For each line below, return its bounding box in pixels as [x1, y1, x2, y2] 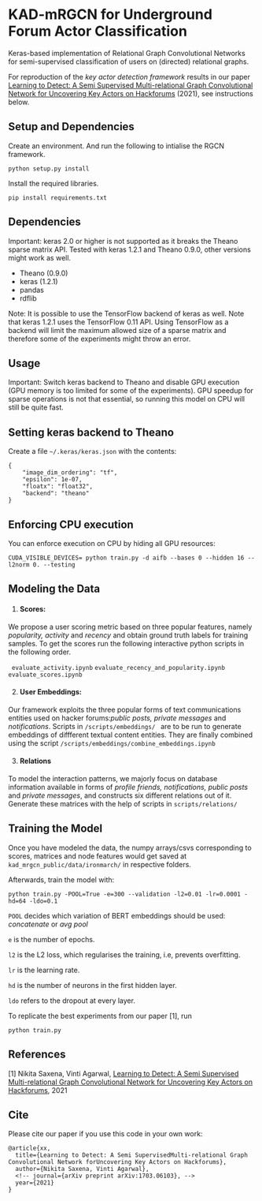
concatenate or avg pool [8, 919, 89, 929]
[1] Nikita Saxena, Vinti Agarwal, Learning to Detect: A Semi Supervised [8, 1068, 239, 1078]
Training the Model [8, 822, 103, 836]
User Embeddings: [19, 687, 83, 697]
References [8, 1048, 66, 1061]
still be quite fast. [8, 402, 65, 412]
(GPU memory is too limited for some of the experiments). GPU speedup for [8, 386, 254, 395]
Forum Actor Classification [8, 22, 187, 40]
